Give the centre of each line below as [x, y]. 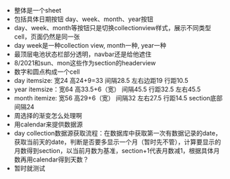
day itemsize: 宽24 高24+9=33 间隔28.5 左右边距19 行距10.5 [101, 80]
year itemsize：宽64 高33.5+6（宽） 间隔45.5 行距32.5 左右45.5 [107, 89]
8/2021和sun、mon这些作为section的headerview [85, 63]
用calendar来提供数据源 [48, 124]
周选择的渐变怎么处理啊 [48, 115]
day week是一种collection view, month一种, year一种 [90, 45]
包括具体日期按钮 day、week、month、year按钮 [83, 19]
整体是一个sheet [38, 10]
